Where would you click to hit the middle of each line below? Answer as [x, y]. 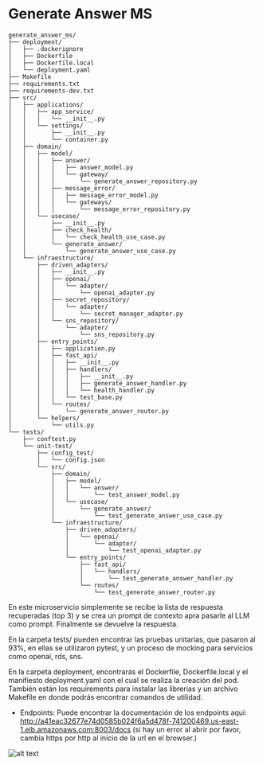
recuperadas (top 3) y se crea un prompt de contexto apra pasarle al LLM [129, 615]
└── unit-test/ [48, 446]
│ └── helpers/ [44, 418]
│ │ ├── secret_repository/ [69, 299]
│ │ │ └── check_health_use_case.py [87, 237]
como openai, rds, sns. [46, 656]
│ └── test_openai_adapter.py [133, 550]
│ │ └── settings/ [46, 125]
